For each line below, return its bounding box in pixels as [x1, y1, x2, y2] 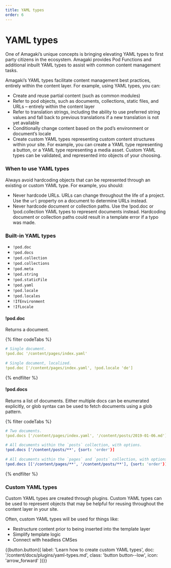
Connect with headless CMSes [12, 537, 77, 543]
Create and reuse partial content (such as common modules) [12, 93, 140, 99]
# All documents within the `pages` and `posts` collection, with [5, 457, 149, 462]
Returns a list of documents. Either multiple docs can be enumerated [5, 397, 149, 404]
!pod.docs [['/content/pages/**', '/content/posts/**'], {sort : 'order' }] [5, 461, 167, 467]
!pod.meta [12, 266, 34, 271]
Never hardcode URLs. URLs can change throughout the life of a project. [12, 192, 165, 198]
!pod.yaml [12, 283, 34, 288]
